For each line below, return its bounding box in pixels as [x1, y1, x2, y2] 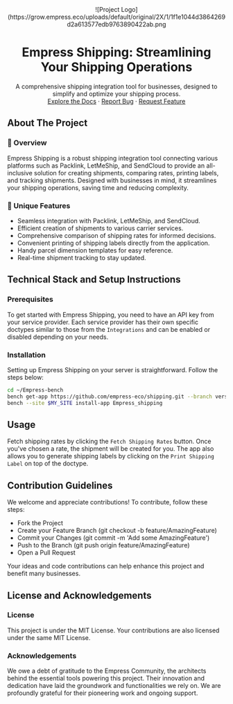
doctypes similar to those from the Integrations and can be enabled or [7, 325, 210, 333]
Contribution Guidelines [7, 479, 113, 491]
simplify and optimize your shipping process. [52, 89, 181, 98]
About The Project [7, 117, 88, 129]
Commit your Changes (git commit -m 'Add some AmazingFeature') [17, 534, 210, 542]
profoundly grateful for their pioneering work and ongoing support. [7, 689, 198, 697]
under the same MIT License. [7, 633, 91, 641]
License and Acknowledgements [7, 589, 152, 601]
